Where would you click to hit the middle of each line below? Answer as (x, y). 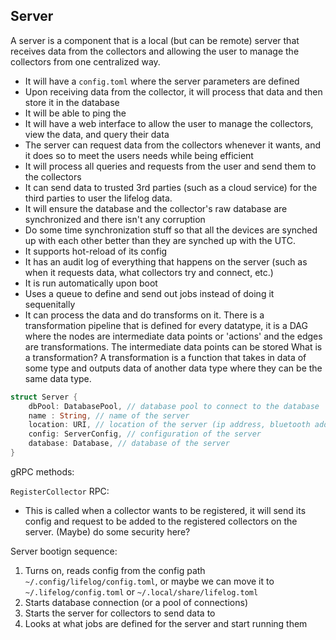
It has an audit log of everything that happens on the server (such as (166, 261)
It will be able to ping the (75, 113)
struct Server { (44, 397)
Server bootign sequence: (64, 551)
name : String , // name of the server (109, 415)
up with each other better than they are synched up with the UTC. (160, 240)
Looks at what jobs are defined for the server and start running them (166, 623)
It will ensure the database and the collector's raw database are (156, 208)
